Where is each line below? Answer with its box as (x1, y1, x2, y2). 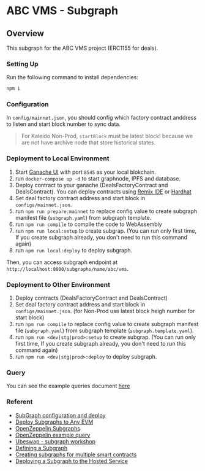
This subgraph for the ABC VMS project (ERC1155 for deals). (6, 44, 158, 52)
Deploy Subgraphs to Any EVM (15, 418, 94, 426)
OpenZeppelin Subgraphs (15, 424, 81, 432)
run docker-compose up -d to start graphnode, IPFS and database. (15, 174, 181, 182)
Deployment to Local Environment (6, 154, 110, 163)
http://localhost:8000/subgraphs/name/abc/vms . (6, 265, 129, 272)
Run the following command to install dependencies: (6, 74, 139, 81)
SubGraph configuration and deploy (15, 411, 106, 419)
